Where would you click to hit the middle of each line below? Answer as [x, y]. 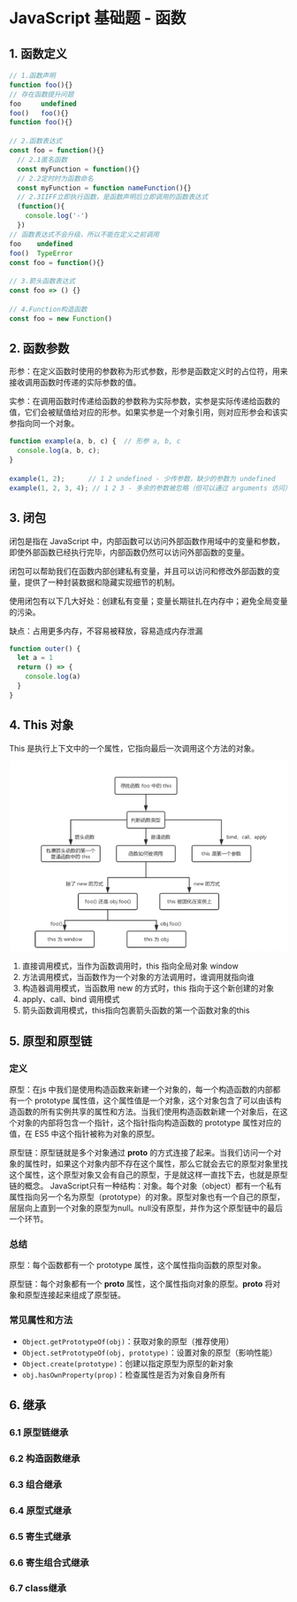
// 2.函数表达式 [36, 141]
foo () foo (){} [39, 113]
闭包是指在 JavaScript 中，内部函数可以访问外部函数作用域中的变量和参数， [147, 540]
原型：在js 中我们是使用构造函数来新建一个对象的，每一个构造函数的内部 [141, 1090]
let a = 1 [35, 658]
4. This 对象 [42, 725]
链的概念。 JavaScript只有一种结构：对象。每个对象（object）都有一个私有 [146, 1186]
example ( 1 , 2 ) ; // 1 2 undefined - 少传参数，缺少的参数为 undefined [142, 478]
